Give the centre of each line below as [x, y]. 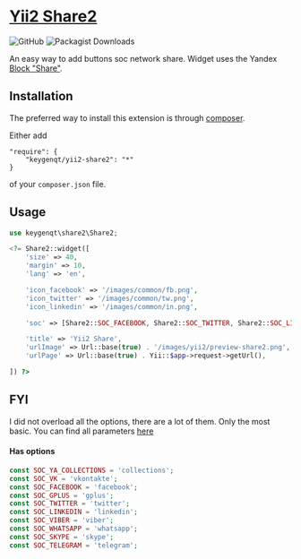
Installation [41, 96]
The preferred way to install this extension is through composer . [127, 117]
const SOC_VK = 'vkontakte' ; [64, 478]
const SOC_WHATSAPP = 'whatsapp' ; [74, 529]
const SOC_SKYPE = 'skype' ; [62, 537]
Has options [32, 451]
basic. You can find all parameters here [82, 431]
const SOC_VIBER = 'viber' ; [62, 520]
